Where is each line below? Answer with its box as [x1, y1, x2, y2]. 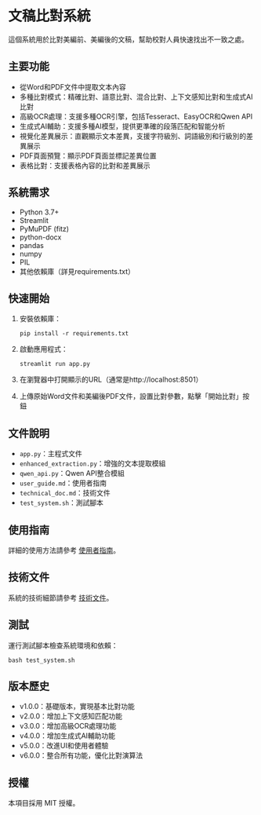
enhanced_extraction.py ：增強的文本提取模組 [19, 459, 166, 468]
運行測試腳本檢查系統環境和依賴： [8, 641, 118, 650]
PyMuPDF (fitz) [19, 224, 69, 233]
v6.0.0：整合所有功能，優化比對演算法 [19, 751, 143, 760]
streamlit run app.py [19, 360, 90, 368]
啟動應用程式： [19, 345, 68, 354]
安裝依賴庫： [19, 314, 61, 323]
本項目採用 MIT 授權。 [8, 799, 80, 808]
